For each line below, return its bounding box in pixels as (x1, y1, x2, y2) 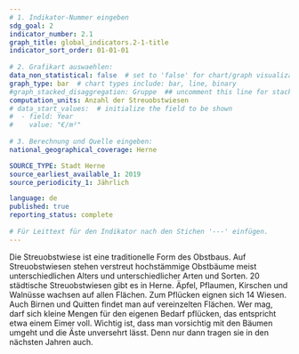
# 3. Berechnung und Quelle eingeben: (9, 137, 153, 146)
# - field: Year (9, 112, 74, 121)
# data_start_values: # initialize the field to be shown (9, 104, 233, 113)
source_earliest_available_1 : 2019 (9, 170, 141, 179)
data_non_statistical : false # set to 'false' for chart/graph (9, 71, 253, 80)
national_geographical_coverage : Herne (9, 145, 158, 154)
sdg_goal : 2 (9, 21, 53, 30)
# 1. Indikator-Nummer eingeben (9, 12, 129, 22)
